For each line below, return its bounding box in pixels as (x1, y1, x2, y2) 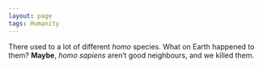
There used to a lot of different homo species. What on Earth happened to (8, 41, 255, 51)
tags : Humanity (8, 19, 60, 28)
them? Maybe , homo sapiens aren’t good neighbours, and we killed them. (8, 50, 255, 60)
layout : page (8, 11, 53, 20)
